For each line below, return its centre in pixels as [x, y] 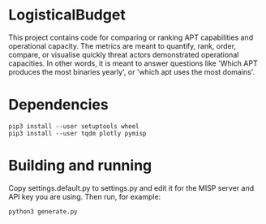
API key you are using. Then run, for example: [85, 196]
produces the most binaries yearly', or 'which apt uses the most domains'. [132, 71]
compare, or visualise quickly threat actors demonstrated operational [124, 54]
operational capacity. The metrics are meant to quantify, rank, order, [122, 45]
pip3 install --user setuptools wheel [74, 126]
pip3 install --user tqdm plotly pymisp [78, 133]
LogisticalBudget [67, 15]
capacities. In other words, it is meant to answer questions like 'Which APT [133, 63]
